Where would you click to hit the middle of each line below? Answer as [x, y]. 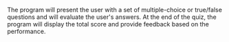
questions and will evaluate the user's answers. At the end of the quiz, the [112, 17]
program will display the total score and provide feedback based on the [108, 24]
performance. [26, 31]
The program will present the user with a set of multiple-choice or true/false [115, 10]
